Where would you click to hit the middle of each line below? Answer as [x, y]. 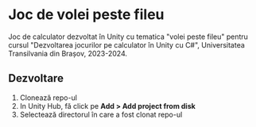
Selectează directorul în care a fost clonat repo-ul [101, 114]
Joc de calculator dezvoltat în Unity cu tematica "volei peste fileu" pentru [128, 37]
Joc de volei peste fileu [86, 15]
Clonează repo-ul [48, 98]
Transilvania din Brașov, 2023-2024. [68, 53]
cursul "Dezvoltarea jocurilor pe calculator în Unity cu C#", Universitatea [126, 44]
